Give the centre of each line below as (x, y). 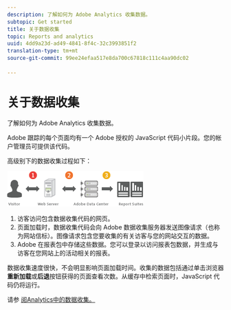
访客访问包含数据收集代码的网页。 (65, 218)
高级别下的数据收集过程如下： (49, 161)
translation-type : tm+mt (43, 51)
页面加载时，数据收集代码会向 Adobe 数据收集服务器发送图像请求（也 (115, 227)
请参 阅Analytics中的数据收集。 (51, 299)
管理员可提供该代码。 (43, 146)
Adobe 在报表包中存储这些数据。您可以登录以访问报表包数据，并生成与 (118, 244)
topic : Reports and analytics (51, 37)
